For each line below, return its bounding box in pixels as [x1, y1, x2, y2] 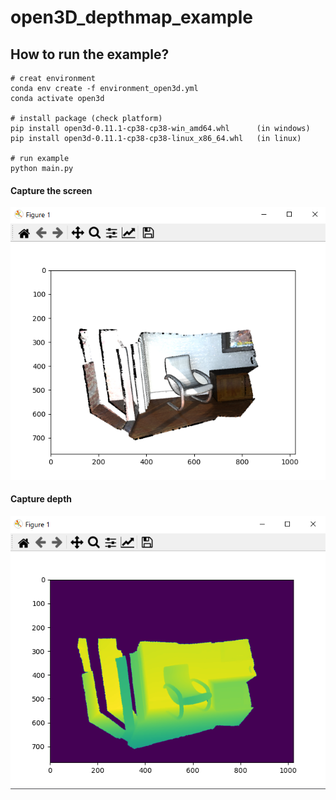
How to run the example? [10, 46, 170, 63]
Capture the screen [10, 184, 93, 196]
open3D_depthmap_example [10, 6, 254, 29]
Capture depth [10, 493, 73, 505]
